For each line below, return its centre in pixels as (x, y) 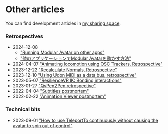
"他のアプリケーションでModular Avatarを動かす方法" (75, 58)
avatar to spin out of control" (42, 126)
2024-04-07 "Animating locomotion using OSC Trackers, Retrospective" (88, 64)
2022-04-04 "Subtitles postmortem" (51, 91)
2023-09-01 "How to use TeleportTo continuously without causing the (85, 120)
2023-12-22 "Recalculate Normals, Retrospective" (65, 70)
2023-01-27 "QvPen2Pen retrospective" (54, 86)
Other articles (35, 9)
